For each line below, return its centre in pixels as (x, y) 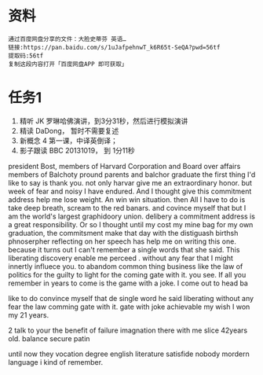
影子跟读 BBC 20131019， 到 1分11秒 (77, 150)
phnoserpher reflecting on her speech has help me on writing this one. (122, 241)
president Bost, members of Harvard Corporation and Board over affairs (124, 166)
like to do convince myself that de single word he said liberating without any (131, 298)
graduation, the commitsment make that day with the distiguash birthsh (123, 233)
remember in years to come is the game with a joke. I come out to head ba (128, 283)
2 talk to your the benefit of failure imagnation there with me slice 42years (128, 330)
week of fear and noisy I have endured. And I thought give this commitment (130, 191)
